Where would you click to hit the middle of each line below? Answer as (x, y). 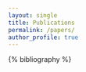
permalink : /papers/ (42, 30)
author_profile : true (43, 37)
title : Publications (42, 23)
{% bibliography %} (40, 59)
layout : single (33, 15)
